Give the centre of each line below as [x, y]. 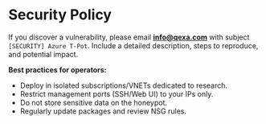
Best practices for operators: [57, 69]
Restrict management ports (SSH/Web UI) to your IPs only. [117, 93]
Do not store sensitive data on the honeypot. [93, 102]
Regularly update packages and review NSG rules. [103, 111]
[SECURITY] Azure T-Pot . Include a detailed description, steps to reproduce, [133, 45]
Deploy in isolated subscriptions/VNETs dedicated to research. [123, 85]
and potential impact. [43, 54]
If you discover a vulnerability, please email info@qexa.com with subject [129, 37]
